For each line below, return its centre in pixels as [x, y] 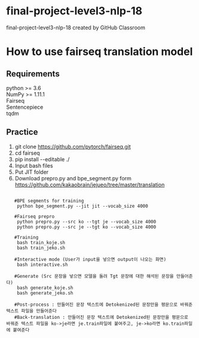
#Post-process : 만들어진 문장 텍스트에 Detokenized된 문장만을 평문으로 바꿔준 [103, 305]
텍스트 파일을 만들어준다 [31, 311]
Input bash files [34, 165]
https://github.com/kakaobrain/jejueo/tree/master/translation [90, 185]
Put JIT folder [32, 172]
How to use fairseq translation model [99, 52]
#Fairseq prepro [34, 216]
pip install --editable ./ [42, 159]
